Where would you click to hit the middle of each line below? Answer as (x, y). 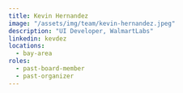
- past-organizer (45, 76)
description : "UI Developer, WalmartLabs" (81, 31)
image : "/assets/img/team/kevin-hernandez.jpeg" (92, 23)
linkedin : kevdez (38, 38)
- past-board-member (50, 69)
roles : (19, 61)
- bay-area (34, 53)
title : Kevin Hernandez (49, 16)
